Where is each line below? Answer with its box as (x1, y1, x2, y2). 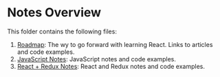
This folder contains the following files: (7, 27, 117, 35)
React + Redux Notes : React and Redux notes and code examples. (16, 62, 205, 70)
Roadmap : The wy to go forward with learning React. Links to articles (16, 40, 213, 48)
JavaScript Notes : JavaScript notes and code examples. (16, 55, 177, 63)
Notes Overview (7, 5, 102, 20)
